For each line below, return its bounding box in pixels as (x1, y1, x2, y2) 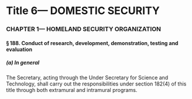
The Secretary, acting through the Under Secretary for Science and (6, 74, 169, 81)
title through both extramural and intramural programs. (6, 86, 138, 93)
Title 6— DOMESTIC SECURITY (6, 4, 160, 18)
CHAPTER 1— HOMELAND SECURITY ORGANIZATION (6, 25, 162, 33)
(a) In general (6, 59, 40, 66)
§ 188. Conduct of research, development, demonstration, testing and (6, 39, 179, 46)
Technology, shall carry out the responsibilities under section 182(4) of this (6, 80, 187, 87)
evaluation (6, 46, 33, 53)
